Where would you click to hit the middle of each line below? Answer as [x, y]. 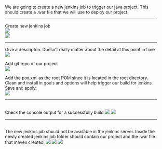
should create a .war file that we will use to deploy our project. [67, 12]
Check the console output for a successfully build [54, 112]
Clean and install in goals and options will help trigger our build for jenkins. [79, 83]
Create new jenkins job [28, 26]
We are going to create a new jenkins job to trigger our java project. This [77, 7]
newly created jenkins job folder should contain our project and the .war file [80, 136]
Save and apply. [21, 88]
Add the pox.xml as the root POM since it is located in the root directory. [77, 78]
